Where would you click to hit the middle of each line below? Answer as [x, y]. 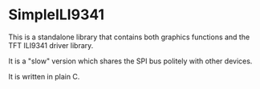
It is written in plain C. [44, 76]
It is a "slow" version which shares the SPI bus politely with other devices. [130, 61]
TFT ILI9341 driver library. [51, 45]
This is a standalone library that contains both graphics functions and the [129, 37]
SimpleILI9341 [57, 15]
